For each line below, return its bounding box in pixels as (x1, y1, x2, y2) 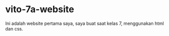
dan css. (5, 25, 23, 31)
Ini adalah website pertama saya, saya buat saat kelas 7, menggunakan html (5, 20, 164, 26)
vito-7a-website (5, 4, 74, 15)
